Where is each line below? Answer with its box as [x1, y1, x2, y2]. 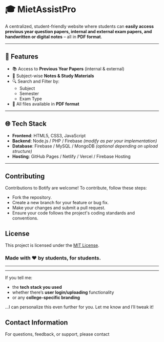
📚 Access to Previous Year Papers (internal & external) [12, 65, 124, 71]
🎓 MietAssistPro [5, 4, 77, 15]
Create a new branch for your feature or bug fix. [12, 200, 109, 206]
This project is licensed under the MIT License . [5, 242, 100, 248]
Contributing [5, 172, 45, 180]
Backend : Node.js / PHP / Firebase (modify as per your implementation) [12, 138, 157, 144]
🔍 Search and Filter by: [12, 78, 60, 84]
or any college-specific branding [12, 295, 81, 300]
